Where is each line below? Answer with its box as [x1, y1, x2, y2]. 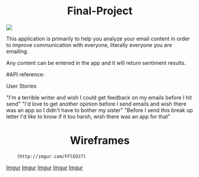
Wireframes [70, 134, 130, 147]
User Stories [6, 82, 37, 89]
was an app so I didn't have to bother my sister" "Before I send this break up [6, 106, 193, 114]
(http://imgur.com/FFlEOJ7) [17, 153, 86, 159]
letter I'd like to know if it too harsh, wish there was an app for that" [6, 113, 170, 120]
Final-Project [67, 4, 132, 18]
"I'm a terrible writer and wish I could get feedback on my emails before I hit [6, 94, 192, 101]
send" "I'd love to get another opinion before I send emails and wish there [6, 100, 187, 107]
